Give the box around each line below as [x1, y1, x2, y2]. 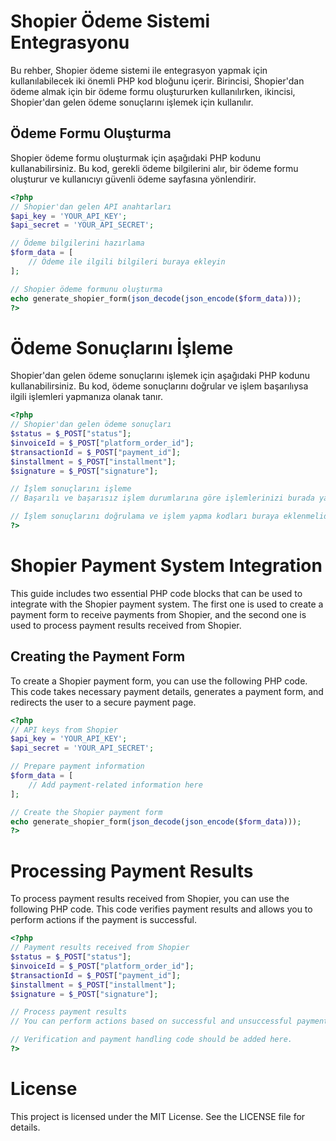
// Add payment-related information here [28, 780, 203, 790]
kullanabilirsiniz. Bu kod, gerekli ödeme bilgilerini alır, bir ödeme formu [10, 162, 299, 174]
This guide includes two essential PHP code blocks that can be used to [10, 587, 303, 599]
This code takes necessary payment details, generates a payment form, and [10, 685, 324, 697]
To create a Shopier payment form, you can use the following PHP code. [10, 675, 308, 687]
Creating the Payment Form [10, 648, 186, 665]
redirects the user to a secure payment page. [10, 696, 197, 708]
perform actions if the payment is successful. [10, 914, 198, 926]
